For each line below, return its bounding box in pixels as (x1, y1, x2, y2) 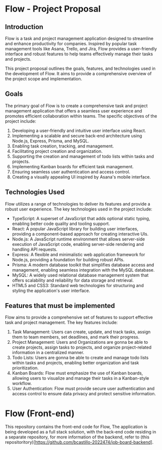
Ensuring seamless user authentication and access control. (12, 169, 130, 175)
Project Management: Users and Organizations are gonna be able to (12, 339, 148, 345)
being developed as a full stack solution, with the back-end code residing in (5, 429, 156, 435)
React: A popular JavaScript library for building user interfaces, (12, 225, 139, 231)
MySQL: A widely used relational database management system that (12, 272, 149, 278)
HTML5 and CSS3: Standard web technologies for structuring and (12, 282, 144, 288)
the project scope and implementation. (5, 76, 82, 81)
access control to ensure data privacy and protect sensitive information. (12, 391, 156, 397)
